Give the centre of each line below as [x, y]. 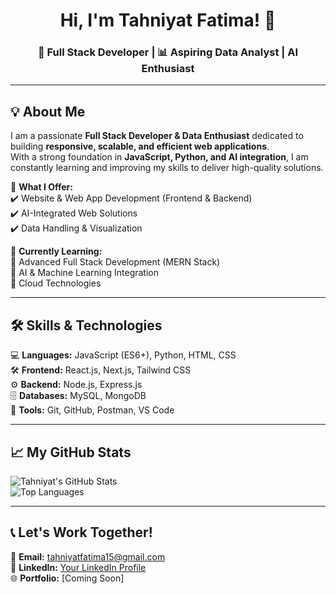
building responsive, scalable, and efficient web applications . [140, 146]
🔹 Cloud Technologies [56, 283]
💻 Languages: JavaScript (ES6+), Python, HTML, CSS [123, 355]
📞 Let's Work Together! [81, 532]
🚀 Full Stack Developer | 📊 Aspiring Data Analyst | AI [168, 52]
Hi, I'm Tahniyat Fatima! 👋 [168, 20]
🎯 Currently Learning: [56, 251]
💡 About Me [48, 111]
